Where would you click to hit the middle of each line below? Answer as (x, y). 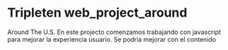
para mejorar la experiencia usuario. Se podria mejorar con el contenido (112, 39)
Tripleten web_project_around (97, 13)
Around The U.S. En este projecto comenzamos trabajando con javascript (114, 32)
